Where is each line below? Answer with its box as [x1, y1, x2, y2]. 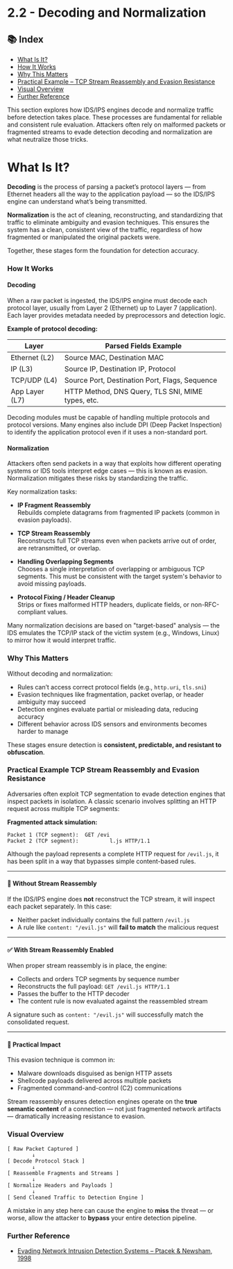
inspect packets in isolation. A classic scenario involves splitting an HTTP [7, 797, 217, 805]
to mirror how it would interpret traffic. [7, 636, 116, 644]
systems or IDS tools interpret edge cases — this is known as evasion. [7, 467, 208, 475]
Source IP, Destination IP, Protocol [64, 364, 176, 374]
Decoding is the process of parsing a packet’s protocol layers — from [7, 182, 207, 190]
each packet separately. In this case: [7, 902, 112, 911]
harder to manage [17, 727, 69, 735]
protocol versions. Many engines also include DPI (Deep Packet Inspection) [7, 420, 223, 429]
